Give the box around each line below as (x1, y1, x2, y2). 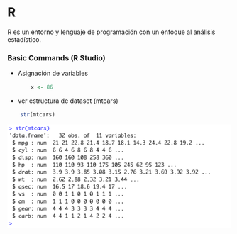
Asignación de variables (17, 69, 89, 78)
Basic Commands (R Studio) (7, 52, 106, 62)
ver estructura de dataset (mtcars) (17, 96, 118, 105)
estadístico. (7, 35, 41, 43)
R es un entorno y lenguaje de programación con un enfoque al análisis (7, 28, 216, 36)
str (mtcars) (20, 111, 55, 118)
